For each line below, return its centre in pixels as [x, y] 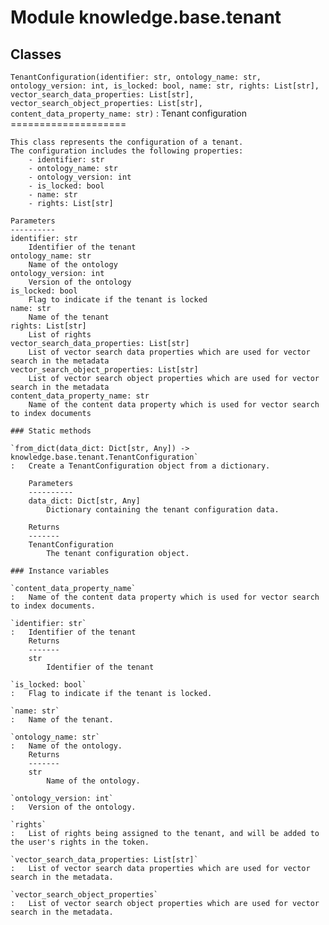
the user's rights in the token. [80, 842]
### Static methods [51, 431]
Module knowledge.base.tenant [146, 17]
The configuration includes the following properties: [127, 151]
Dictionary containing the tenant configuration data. [163, 510]
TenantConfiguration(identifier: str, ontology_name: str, [136, 77]
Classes [36, 54]
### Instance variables [60, 571]
